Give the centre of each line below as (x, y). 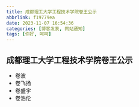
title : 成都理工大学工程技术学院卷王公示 (52, 12)
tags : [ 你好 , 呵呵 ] (29, 34)
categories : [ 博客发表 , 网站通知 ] (46, 29)
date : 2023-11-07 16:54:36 (40, 23)
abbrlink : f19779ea (31, 17)
